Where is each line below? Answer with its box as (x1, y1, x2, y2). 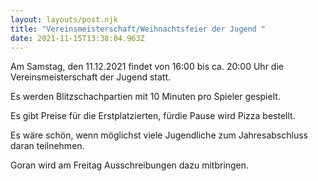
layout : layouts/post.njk (10, 14, 118, 25)
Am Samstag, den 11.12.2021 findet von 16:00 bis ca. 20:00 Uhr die (10, 61, 284, 73)
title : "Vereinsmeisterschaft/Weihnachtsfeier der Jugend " (10, 24, 267, 34)
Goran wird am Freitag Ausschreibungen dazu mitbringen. (10, 159, 250, 171)
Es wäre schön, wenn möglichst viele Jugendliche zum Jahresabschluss (10, 129, 308, 141)
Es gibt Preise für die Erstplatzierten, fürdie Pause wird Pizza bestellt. (10, 110, 296, 122)
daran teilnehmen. (10, 140, 85, 152)
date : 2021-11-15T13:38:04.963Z (10, 33, 145, 43)
